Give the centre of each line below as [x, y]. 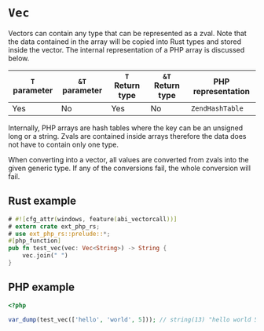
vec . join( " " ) [45, 256]
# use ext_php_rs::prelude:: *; [59, 234]
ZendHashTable [217, 108]
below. [19, 58]
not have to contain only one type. [64, 144]
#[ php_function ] [35, 241]
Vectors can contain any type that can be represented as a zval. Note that [128, 33]
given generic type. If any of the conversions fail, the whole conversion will [130, 168]
